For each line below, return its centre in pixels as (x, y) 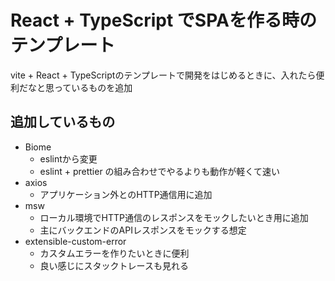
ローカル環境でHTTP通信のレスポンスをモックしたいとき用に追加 (174, 217)
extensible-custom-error (75, 241)
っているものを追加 (93, 87)
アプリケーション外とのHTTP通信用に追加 (126, 194)
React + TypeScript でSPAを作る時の (163, 20)
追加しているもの (63, 122)
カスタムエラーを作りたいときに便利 (114, 253)
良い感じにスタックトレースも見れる (114, 265)
